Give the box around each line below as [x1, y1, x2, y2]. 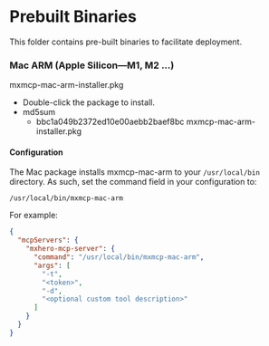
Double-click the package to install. [22, 97, 156, 108]
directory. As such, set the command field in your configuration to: [9, 177, 257, 187]
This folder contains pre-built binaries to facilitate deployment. [9, 36, 243, 47]
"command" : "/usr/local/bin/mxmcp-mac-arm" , [33, 253, 205, 262]
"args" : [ [33, 261, 71, 270]
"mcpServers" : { [17, 235, 79, 245]
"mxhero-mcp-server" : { [25, 245, 116, 254]
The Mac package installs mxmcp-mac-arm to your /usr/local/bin [9, 167, 261, 178]
